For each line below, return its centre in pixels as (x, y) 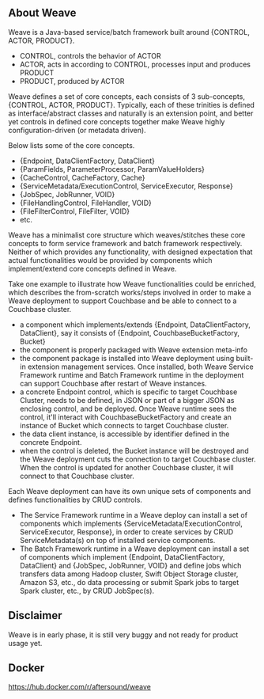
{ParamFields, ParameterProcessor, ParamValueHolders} (112, 169)
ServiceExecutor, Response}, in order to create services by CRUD (126, 532)
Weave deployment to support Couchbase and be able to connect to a (123, 301)
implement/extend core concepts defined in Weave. (92, 268)
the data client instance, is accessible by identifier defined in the (124, 434)
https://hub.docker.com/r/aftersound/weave (80, 687)
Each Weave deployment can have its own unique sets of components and (130, 491)
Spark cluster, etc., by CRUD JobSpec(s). (87, 591)
